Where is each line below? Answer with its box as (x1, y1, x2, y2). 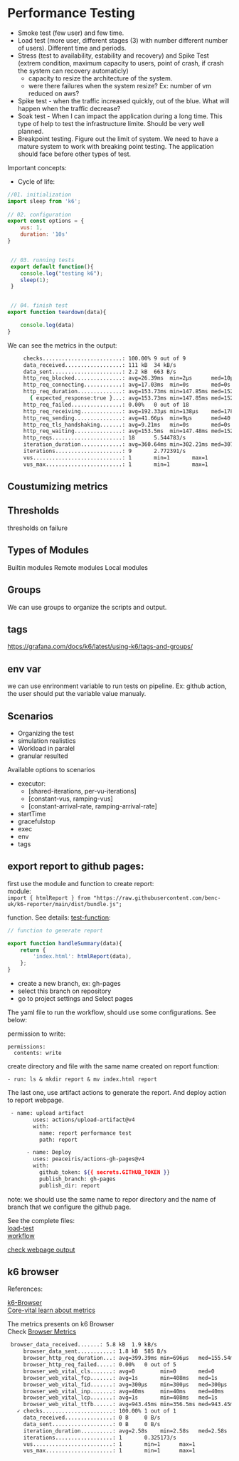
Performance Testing (7, 5, 135, 21)
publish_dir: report (38, 1182, 100, 1189)
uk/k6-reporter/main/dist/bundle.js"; (7, 900, 122, 908)
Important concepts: (7, 163, 68, 172)
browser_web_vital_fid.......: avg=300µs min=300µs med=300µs (23, 1381, 228, 1388)
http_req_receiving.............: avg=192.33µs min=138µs (23, 407, 199, 415)
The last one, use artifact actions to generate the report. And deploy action (7, 1088, 226, 1097)
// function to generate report (7, 927, 103, 934)
